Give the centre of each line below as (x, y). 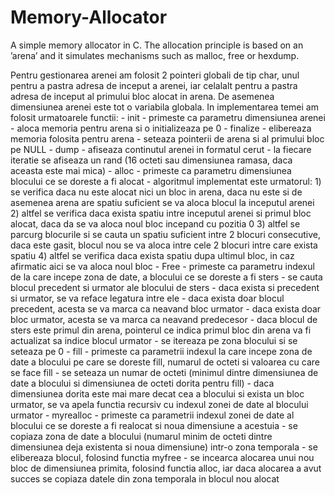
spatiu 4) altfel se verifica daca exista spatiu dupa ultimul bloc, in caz (152, 255)
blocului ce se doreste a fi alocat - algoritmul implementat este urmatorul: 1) (166, 181)
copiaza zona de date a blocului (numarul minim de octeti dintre (141, 436)
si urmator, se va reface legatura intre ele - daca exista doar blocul (147, 298)
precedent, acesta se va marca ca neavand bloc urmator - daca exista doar (166, 308)
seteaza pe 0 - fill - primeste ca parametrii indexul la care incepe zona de (161, 351)
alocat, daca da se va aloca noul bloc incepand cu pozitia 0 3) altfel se (155, 223)
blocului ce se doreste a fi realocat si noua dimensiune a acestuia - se (154, 425)
